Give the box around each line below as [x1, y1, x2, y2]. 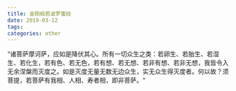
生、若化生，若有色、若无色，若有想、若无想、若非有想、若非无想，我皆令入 [7, 59, 229, 67]
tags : [7, 23, 23, 30]
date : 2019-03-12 [7, 17, 58, 24]
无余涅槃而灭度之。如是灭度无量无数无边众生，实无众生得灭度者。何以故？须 [7, 67, 229, 76]
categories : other [7, 29, 61, 37]
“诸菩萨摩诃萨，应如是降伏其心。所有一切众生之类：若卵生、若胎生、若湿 [7, 50, 220, 58]
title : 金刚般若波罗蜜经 [7, 10, 72, 17]
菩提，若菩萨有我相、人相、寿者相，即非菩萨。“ [7, 76, 146, 85]
